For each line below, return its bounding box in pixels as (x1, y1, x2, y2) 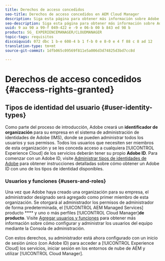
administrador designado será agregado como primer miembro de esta (5, 194, 149, 200)
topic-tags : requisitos (5, 35, 54, 40)
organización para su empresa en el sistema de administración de (5, 129, 139, 135)
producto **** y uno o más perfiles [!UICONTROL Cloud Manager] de (5, 210, 144, 215)
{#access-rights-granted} (5, 84, 114, 95)
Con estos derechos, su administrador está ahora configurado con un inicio (5, 235, 158, 240)
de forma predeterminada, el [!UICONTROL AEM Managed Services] (5, 204, 144, 211)
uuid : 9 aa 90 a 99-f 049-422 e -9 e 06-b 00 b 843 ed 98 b (5, 25, 131, 30)
